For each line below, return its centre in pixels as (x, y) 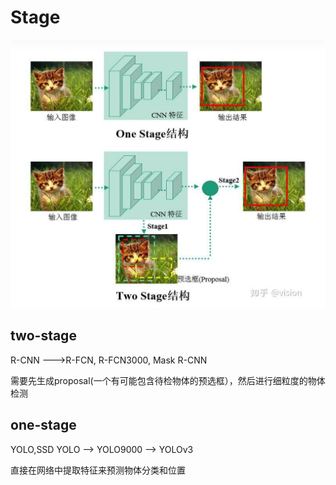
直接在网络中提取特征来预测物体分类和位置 (98, 470)
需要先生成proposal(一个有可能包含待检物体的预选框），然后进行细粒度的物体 (168, 380)
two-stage (43, 336)
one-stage (43, 425)
